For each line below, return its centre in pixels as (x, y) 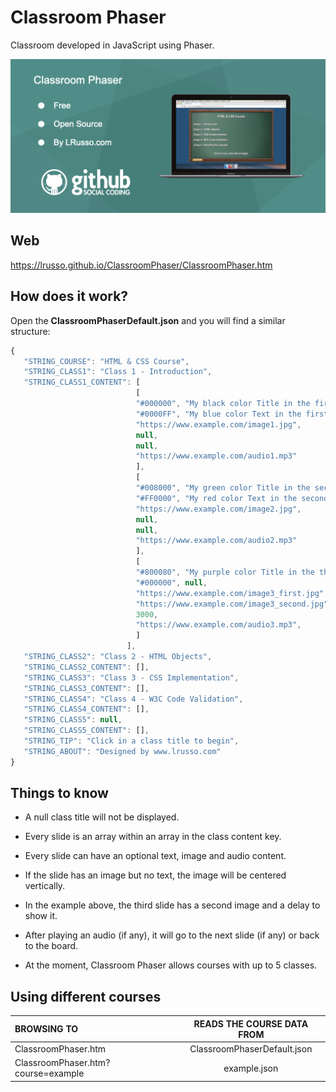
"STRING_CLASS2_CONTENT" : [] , (86, 667)
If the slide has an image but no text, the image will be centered (155, 875)
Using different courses (86, 996)
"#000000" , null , (171, 582)
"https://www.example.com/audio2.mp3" (216, 541)
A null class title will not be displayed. (102, 817)
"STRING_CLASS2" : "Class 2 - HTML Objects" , (118, 657)
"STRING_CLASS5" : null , (73, 720)
